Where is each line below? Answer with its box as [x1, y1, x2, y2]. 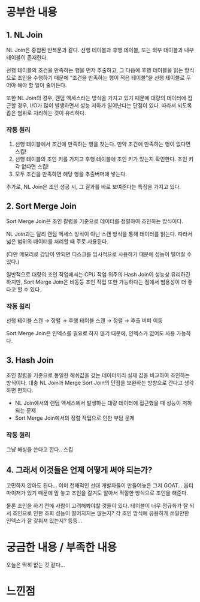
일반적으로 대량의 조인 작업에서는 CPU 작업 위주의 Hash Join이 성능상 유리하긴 [6, 271, 190, 278]
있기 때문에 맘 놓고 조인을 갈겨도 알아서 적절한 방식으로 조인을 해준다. [26, 489, 189, 496]
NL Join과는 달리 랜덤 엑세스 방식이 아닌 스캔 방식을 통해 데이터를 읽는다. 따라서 [6, 230, 193, 237]
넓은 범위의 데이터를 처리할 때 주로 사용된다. [6, 238, 109, 245]
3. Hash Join [6, 355, 54, 365]
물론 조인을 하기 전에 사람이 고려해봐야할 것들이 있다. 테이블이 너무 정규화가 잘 [6, 502, 189, 510]
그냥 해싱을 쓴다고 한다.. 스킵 [6, 446, 74, 453]
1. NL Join [6, 29, 43, 40]
